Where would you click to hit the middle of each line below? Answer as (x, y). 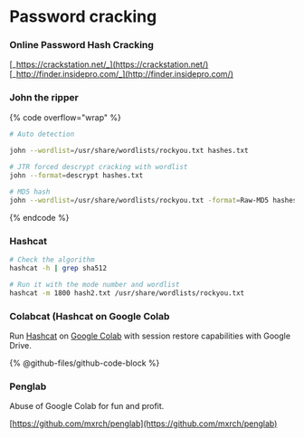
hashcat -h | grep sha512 (58, 269)
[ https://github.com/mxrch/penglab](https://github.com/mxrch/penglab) (143, 424)
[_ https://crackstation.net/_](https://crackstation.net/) (109, 64)
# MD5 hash (30, 192)
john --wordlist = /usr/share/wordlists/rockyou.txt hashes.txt (129, 150)
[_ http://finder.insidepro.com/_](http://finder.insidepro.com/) (121, 74)
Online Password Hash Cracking (81, 45)
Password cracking (83, 17)
